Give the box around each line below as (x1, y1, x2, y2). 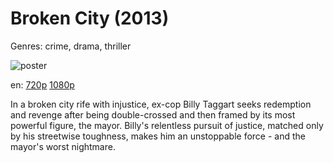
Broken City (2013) (10, 7, 170, 30)
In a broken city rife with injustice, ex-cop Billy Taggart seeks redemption (10, 98, 312, 110)
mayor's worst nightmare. (10, 140, 116, 152)
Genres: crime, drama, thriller (10, 40, 132, 52)
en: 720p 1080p (10, 78, 75, 91)
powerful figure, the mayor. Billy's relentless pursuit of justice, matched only (10, 119, 324, 131)
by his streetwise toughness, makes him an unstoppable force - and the (10, 130, 306, 142)
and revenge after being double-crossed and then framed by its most (10, 108, 296, 121)
